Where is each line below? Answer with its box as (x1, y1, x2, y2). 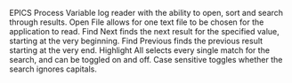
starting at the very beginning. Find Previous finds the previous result (9, 35, 264, 46)
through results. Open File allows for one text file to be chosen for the (9, 17, 264, 27)
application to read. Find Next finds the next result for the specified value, (9, 26, 280, 36)
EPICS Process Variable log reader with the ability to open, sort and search (9, 8, 283, 18)
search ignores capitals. (9, 64, 98, 74)
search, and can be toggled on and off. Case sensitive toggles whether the (9, 55, 283, 64)
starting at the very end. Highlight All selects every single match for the (9, 45, 270, 56)
